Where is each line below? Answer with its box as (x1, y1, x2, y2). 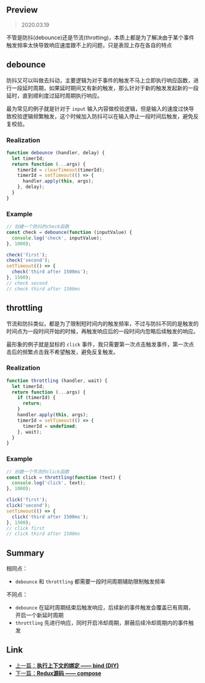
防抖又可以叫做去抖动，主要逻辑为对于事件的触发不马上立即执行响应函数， (6, 77, 193, 84)
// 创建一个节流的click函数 (6, 468, 70, 475)
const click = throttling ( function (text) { (6, 474, 121, 480)
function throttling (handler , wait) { (6, 378, 108, 384)
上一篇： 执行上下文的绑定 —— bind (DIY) (15, 662, 119, 669)
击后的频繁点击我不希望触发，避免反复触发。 (6, 348, 119, 356)
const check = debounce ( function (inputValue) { (6, 229, 132, 235)
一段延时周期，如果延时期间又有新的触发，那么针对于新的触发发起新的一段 (11, 84, 199, 91)
